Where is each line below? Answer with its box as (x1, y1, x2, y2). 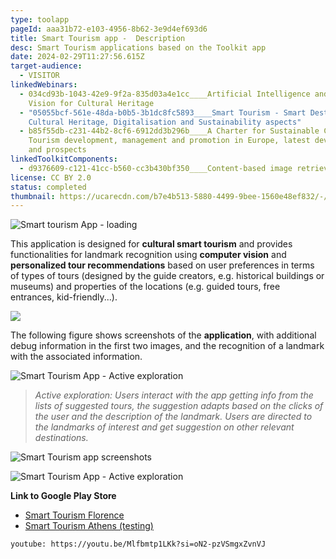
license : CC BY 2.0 (10, 172, 92, 183)
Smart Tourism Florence (24, 509, 125, 521)
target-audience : (10, 61, 83, 71)
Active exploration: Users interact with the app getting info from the (34, 389, 314, 401)
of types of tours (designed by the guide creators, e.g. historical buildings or (10, 270, 325, 282)
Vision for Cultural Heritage (28, 98, 155, 108)
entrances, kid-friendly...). (10, 291, 118, 303)
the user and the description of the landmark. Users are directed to (34, 411, 313, 423)
